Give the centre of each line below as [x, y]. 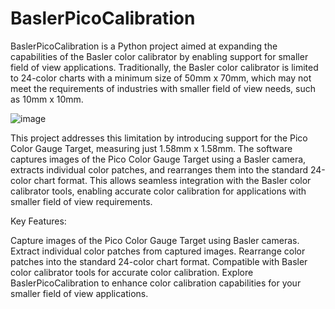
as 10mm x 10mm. [47, 99]
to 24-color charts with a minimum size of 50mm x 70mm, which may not [161, 78]
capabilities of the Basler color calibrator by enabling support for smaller [159, 56]
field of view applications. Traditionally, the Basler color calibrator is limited [164, 67]
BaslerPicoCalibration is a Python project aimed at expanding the [144, 46]
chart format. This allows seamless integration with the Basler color [172, 180]
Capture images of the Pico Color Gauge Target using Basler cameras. [155, 240]
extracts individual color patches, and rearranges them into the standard [159, 169]
